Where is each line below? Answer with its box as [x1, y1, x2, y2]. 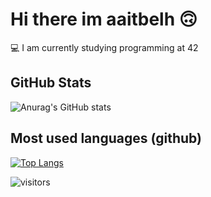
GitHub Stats [10, 74, 92, 92]
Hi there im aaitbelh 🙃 [10, 8, 198, 31]
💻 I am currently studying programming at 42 [10, 41, 199, 53]
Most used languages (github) [10, 130, 202, 147]
